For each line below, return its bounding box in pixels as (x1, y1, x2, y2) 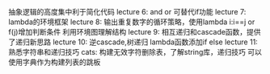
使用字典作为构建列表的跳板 (8, 57, 101, 67)
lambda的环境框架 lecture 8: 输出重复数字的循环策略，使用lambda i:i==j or (8, 17, 255, 27)
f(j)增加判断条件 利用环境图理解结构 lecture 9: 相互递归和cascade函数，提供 (8, 27, 261, 36)
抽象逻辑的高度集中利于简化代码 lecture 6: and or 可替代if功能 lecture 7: (8, 7, 247, 16)
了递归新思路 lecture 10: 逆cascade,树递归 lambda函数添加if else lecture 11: (8, 37, 259, 47)
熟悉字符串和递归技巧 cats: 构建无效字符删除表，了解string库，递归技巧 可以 (8, 47, 263, 56)
